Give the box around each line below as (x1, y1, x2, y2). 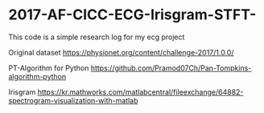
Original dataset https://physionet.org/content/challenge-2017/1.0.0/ (8, 47, 234, 57)
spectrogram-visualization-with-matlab (8, 95, 138, 105)
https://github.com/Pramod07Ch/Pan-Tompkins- (90, 63, 252, 73)
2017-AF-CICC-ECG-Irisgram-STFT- (8, 6, 257, 24)
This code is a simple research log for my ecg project (8, 32, 185, 42)
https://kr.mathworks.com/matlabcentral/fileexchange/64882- (37, 87, 244, 97)
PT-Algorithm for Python (8, 63, 89, 73)
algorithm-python (8, 71, 67, 81)
